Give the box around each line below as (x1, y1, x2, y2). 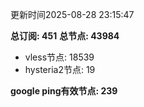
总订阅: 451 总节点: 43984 (10, 30, 120, 42)
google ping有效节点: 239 (10, 85, 118, 97)
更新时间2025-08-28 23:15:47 (10, 9, 135, 20)
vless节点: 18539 (24, 51, 95, 63)
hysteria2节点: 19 (24, 64, 96, 75)
